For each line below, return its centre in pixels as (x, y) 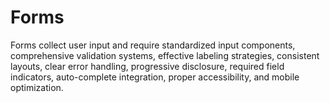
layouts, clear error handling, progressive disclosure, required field (147, 66)
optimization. (37, 87)
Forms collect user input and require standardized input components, (153, 45)
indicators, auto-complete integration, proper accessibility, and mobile (155, 77)
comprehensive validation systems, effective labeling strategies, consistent (165, 55)
